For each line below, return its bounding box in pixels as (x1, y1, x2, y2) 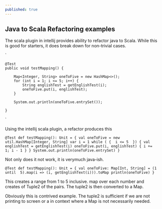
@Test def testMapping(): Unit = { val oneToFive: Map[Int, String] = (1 (5, 166, 157, 171)
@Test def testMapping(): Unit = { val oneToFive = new (5, 135, 120, 140)
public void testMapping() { (5, 66, 64, 71)
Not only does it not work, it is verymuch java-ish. (5, 157, 104, 163)
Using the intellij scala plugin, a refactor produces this (5, 126, 112, 132)
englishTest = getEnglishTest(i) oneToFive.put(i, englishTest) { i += (5, 144, 152, 149)
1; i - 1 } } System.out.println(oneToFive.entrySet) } (5, 148, 120, 153)
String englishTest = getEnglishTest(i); (22, 83, 107, 88)
